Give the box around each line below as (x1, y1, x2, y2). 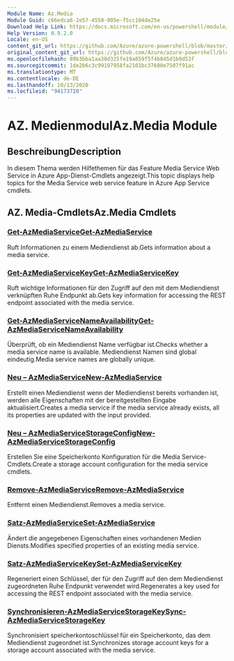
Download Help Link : (7, 23, 68, 30)
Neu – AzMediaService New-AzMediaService (7, 373, 162, 382)
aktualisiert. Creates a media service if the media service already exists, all (7, 403, 219, 412)
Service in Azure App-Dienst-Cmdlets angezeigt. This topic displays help (7, 171, 214, 180)
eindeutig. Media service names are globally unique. (7, 355, 155, 364)
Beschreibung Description (7, 146, 122, 157)
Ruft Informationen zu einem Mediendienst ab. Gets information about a (7, 243, 211, 251)
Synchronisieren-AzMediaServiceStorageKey (7, 607, 166, 616)
